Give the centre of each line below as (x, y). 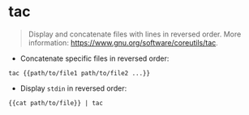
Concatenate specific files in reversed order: (94, 58)
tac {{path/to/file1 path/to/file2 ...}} (79, 73)
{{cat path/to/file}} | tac (56, 103)
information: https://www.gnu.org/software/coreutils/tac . (123, 42)
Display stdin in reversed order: (73, 88)
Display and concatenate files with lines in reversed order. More (135, 34)
